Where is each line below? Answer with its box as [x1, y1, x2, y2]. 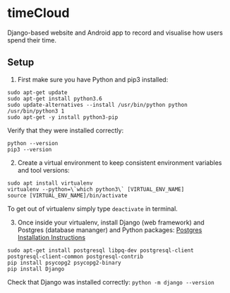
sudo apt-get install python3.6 [7, 95, 102, 102]
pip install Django [7, 265, 65, 272]
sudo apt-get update [7, 88, 68, 96]
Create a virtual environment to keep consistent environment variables [17, 158, 222, 167]
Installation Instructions [17, 233, 86, 241]
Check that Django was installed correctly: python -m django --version [7, 277, 214, 286]
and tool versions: [17, 166, 70, 174]
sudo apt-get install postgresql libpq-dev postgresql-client [7, 246, 194, 254]
